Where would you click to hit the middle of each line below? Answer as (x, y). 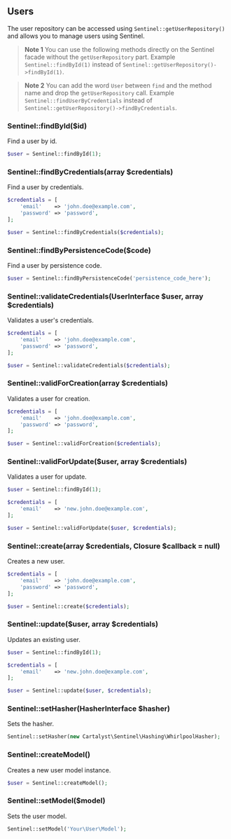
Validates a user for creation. (49, 398)
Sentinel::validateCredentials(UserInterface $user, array (105, 296)
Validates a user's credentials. (51, 320)
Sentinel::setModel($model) (56, 800)
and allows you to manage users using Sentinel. (76, 36)
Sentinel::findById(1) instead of (72, 64)
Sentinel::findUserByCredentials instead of (88, 100)
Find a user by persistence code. (55, 265)
